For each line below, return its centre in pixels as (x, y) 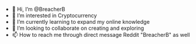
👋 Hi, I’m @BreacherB (38, 9)
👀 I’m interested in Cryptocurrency (54, 15)
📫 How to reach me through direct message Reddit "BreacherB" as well (101, 35)
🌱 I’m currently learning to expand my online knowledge (81, 22)
